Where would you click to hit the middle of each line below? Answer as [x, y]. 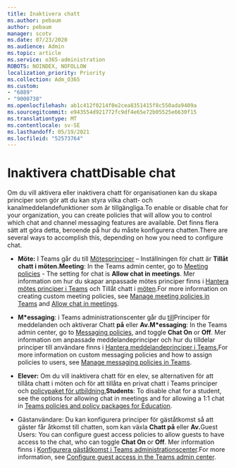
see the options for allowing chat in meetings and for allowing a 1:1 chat [121, 398]
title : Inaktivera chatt [44, 14]
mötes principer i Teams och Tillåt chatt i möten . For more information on [122, 289]
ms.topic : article [34, 54]
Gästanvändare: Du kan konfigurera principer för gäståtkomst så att [115, 419]
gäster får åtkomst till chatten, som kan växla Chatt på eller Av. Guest [118, 427]
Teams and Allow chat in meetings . [68, 304]
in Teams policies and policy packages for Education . [95, 406]
